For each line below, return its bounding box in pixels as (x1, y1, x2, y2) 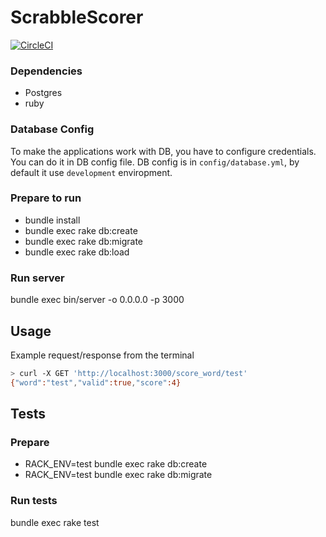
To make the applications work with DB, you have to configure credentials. (10, 145, 317, 157)
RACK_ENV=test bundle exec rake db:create (24, 458, 208, 470)
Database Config (10, 122, 95, 136)
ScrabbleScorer (10, 6, 144, 29)
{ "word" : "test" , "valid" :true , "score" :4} (10, 377, 182, 388)
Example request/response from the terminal (10, 349, 195, 361)
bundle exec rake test (10, 516, 100, 528)
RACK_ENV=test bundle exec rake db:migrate (24, 469, 213, 481)
